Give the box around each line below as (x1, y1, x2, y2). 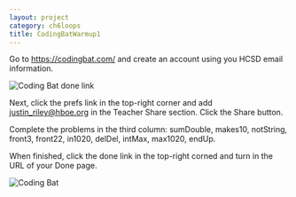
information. (9, 63, 54, 74)
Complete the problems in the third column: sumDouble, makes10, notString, (9, 124, 288, 135)
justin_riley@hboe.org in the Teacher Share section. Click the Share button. (9, 107, 284, 118)
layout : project (9, 12, 69, 22)
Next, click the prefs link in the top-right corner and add (9, 98, 213, 108)
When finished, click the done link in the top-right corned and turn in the (9, 151, 273, 162)
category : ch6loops (9, 21, 82, 30)
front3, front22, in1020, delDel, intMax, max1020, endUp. (9, 134, 216, 145)
